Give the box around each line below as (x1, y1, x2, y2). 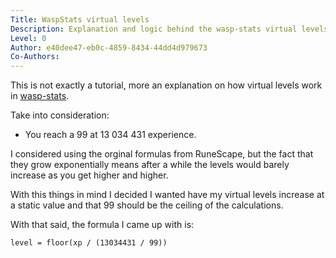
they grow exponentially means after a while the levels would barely (10, 159, 290, 171)
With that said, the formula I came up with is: (10, 219, 195, 231)
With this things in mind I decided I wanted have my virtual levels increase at (10, 189, 325, 201)
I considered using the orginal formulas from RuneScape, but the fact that (10, 148, 314, 160)
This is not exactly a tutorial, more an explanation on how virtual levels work (10, 79, 323, 91)
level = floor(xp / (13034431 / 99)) (10, 238, 168, 248)
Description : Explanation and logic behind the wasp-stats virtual (10, 24, 298, 34)
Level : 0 (10, 33, 47, 43)
